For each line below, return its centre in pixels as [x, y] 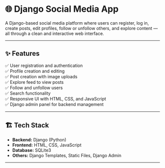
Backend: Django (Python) [39, 139]
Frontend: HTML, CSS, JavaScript [47, 145]
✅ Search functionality [28, 93]
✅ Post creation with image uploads [41, 76]
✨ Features [22, 53]
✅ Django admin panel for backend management [55, 104]
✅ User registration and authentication [44, 66]
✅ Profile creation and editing [35, 71]
